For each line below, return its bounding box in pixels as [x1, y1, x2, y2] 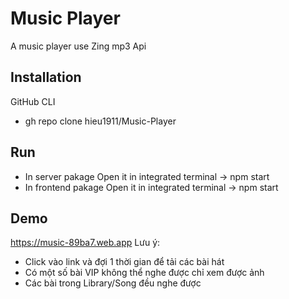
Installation [10, 69, 82, 86]
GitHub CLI [10, 95, 56, 107]
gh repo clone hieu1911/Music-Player [24, 115, 177, 127]
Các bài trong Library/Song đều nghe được [24, 277, 202, 289]
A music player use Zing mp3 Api [10, 40, 147, 52]
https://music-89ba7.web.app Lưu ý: [10, 237, 161, 249]
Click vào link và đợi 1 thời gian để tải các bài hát [24, 256, 225, 268]
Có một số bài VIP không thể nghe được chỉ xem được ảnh [24, 267, 265, 279]
